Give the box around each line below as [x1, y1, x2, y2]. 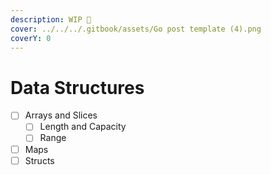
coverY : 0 [10, 33, 52, 43]
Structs [24, 154, 55, 166]
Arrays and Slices [24, 109, 98, 121]
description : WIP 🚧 [10, 14, 92, 25]
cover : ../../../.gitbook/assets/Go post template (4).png [10, 24, 262, 34]
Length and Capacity [39, 121, 127, 133]
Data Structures [10, 76, 145, 99]
